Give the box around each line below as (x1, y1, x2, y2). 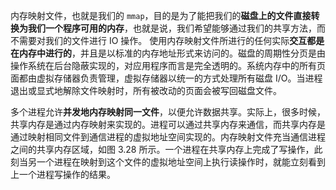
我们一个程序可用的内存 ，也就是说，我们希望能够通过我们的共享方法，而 (27, 22, 326, 34)
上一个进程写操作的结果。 (10, 169, 116, 180)
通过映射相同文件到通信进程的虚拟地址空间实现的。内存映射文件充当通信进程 (10, 131, 326, 143)
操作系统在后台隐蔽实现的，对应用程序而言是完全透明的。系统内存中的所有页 (10, 60, 326, 71)
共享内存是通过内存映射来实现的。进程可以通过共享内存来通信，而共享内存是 (10, 119, 326, 130)
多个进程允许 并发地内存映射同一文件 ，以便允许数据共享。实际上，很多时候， (10, 106, 326, 118)
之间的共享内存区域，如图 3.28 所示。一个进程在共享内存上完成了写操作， (10, 144, 315, 155)
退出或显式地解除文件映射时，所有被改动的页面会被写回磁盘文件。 (10, 85, 282, 96)
